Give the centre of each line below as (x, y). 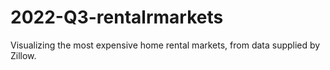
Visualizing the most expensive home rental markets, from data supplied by (165, 45)
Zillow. (23, 55)
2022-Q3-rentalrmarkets (117, 17)
